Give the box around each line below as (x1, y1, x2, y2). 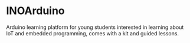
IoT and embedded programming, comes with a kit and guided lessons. (6, 29, 179, 37)
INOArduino (6, 4, 65, 18)
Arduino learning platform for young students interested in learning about (6, 24, 184, 31)
